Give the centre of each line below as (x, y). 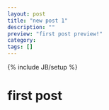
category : (22, 40)
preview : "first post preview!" (55, 34)
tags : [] (20, 47)
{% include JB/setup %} (42, 67)
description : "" (31, 27)
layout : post (27, 14)
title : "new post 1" (38, 21)
